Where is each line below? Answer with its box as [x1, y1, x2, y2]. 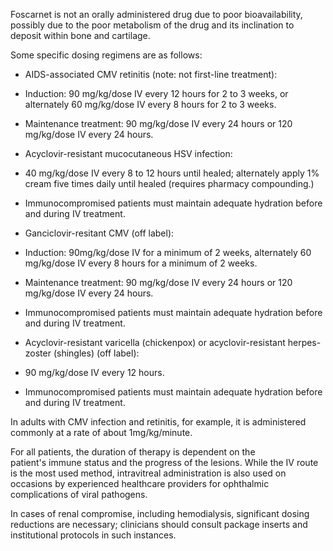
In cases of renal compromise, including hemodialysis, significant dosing [10, 508, 310, 519]
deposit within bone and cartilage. [10, 30, 151, 41]
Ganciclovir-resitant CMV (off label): [24, 227, 175, 239]
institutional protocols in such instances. [10, 529, 177, 541]
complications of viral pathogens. [10, 489, 148, 500]
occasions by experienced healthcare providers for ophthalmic [10, 478, 270, 489]
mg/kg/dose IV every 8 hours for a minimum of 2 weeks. [24, 257, 258, 269]
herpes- [287, 337, 322, 348]
